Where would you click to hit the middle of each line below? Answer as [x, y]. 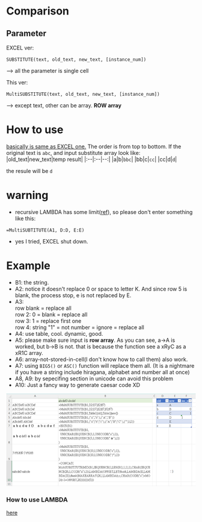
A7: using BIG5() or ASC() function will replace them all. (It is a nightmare [105, 365]
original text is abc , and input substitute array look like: [73, 153]
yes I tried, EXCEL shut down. [51, 241]
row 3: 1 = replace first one [48, 321]
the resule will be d [29, 171]
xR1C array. [29, 353]
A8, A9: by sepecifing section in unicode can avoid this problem [94, 379]
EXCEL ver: [20, 48]
